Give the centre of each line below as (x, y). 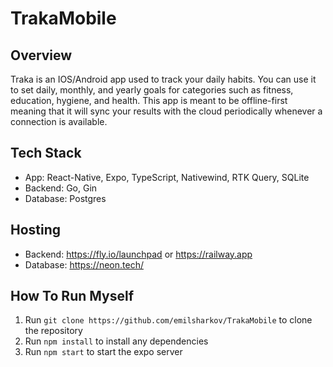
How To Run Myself (72, 296)
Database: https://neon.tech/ (84, 264)
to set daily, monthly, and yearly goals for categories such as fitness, (152, 90)
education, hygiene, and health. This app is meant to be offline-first (149, 100)
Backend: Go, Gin (61, 188)
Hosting (36, 230)
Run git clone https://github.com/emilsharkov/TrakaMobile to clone (168, 320)
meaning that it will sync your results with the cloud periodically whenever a (166, 111)
